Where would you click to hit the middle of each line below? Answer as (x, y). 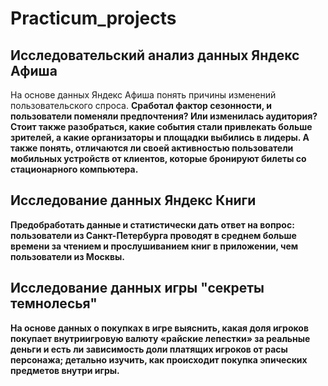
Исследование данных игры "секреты (137, 288)
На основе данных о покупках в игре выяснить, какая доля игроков (159, 328)
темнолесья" (54, 303)
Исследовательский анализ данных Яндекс (155, 55)
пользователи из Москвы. (67, 256)
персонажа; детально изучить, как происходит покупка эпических (159, 359)
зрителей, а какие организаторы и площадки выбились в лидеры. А (160, 137)
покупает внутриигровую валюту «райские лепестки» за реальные (160, 338)
